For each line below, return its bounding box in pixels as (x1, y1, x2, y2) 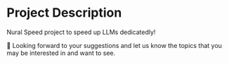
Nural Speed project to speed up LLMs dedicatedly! (6, 28, 156, 36)
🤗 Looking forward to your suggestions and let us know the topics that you (6, 41, 223, 49)
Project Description (6, 5, 122, 21)
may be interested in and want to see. (6, 49, 116, 57)
